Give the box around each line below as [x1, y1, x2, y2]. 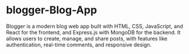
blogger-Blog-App [6, 3, 97, 17]
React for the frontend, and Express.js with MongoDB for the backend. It [6, 28, 181, 35]
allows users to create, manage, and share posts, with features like [6, 35, 168, 42]
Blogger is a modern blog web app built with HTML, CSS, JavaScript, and [6, 23, 183, 30]
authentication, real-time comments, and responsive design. [6, 41, 151, 48]
